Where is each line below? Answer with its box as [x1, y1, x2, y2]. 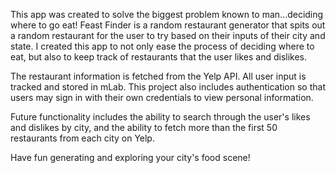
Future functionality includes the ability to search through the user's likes [10, 111, 311, 123]
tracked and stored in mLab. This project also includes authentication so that [10, 81, 326, 93]
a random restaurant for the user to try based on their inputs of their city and [10, 30, 326, 41]
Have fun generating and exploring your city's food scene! [10, 152, 251, 163]
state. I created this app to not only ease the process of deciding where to [10, 40, 315, 52]
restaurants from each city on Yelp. [10, 132, 155, 144]
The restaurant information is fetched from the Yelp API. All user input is [10, 70, 307, 82]
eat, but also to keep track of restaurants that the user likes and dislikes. [10, 51, 308, 63]
